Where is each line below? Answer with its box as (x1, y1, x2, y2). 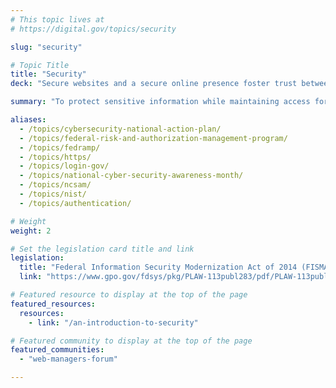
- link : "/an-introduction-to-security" (28, 317, 199, 328)
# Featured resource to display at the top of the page (10, 290, 248, 300)
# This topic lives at (10, 14, 105, 25)
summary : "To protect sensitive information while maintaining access (10, 97, 311, 107)
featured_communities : (10, 345, 105, 355)
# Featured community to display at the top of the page (10, 336, 253, 346)
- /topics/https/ (19, 152, 92, 162)
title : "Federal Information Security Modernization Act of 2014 (19, 262, 298, 273)
